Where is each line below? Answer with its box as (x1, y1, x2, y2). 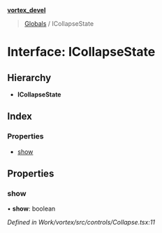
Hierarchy (7, 71, 52, 83)
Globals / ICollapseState (24, 20, 94, 27)
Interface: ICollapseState (7, 44, 156, 60)
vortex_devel (7, 6, 46, 14)
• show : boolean (7, 204, 56, 213)
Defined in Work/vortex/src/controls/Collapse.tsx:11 (7, 218, 156, 227)
